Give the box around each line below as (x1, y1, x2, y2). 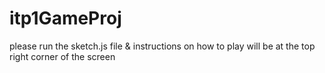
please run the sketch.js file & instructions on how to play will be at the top (9, 40, 316, 52)
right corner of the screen (9, 50, 116, 62)
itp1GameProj (9, 7, 122, 30)
